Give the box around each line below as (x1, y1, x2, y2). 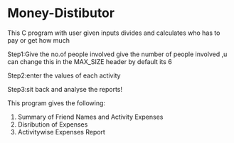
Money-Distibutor (7, 5, 115, 21)
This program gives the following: (7, 98, 105, 107)
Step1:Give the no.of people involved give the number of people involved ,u (7, 50, 228, 58)
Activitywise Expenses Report (17, 127, 105, 136)
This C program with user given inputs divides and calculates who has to (7, 28, 220, 37)
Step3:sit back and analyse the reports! (7, 85, 123, 93)
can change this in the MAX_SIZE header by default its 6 (7, 57, 172, 65)
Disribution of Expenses (17, 120, 88, 129)
